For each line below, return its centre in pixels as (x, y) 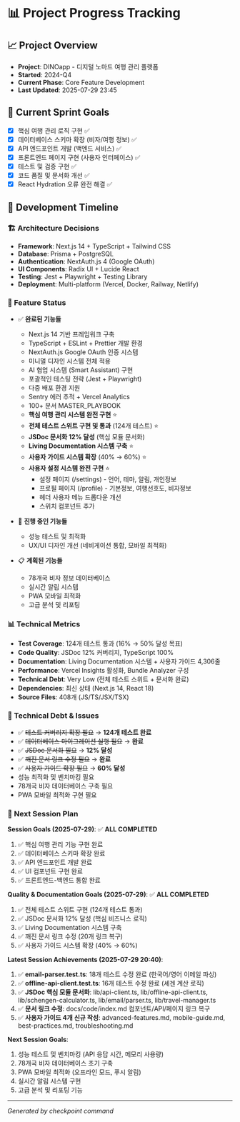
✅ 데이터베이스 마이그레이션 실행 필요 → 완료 (81, 741)
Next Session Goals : (38, 1040)
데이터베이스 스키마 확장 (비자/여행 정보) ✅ (77, 139)
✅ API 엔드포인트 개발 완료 (55, 862)
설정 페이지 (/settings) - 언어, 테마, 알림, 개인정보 (108, 479)
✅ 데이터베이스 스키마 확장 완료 (61, 853)
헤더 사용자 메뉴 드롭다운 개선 (80, 497)
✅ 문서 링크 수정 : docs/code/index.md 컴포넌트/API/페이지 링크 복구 (114, 1009)
